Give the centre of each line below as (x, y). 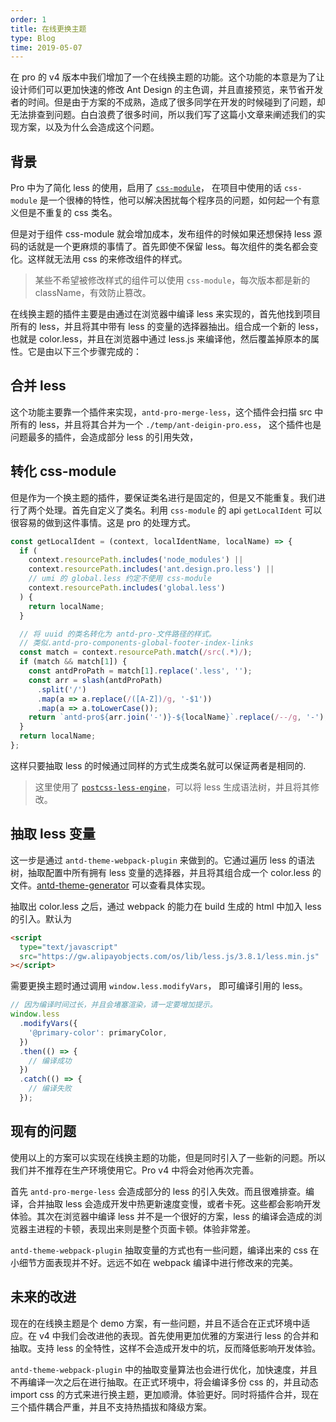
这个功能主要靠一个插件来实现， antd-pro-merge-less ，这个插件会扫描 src (161, 412)
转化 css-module (63, 471)
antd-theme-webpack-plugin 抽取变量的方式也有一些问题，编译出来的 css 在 (165, 1250)
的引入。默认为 (41, 918)
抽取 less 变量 (53, 834)
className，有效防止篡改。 (93, 293)
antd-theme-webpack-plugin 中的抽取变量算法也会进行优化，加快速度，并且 (164, 1369)
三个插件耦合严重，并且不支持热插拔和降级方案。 (111, 1407)
